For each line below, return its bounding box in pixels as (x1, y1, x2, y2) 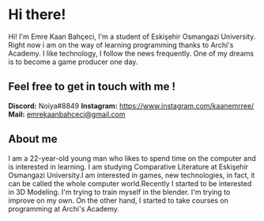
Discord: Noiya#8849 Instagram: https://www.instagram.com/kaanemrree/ (8, 101, 255, 110)
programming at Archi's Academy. (8, 204, 120, 213)
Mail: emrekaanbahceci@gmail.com (8, 109, 126, 119)
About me (8, 132, 58, 146)
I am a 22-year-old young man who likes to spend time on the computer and (8, 153, 256, 163)
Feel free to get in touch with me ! (8, 80, 176, 93)
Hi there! (8, 6, 66, 24)
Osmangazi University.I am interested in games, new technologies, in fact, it (8, 170, 255, 180)
